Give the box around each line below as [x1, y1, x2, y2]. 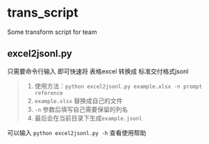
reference [34, 89, 64, 96]
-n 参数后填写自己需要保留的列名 [34, 105, 128, 114]
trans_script [7, 5, 78, 21]
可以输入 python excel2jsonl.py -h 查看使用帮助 [7, 128, 147, 136]
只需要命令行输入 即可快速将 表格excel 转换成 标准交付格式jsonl [7, 67, 189, 75]
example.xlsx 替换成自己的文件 [34, 96, 123, 105]
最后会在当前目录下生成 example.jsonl [34, 114, 142, 122]
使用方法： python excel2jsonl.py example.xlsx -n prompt [34, 82, 203, 90]
